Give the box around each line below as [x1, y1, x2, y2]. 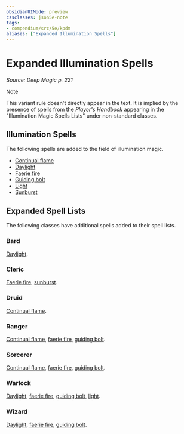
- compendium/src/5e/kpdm [6, 25, 70, 32]
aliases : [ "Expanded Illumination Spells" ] [6, 31, 116, 37]
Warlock [6, 379, 32, 387]
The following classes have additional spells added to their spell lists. [6, 221, 176, 229]
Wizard [6, 407, 28, 415]
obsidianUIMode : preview [6, 8, 68, 15]
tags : [6, 20, 20, 26]
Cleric [6, 265, 24, 273]
